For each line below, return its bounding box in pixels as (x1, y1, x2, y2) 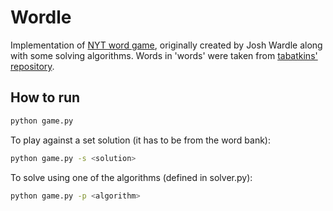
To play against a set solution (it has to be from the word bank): (10, 134, 271, 146)
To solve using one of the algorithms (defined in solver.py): (10, 171, 253, 183)
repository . (10, 60, 55, 72)
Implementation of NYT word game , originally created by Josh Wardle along (10, 39, 323, 51)
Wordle (10, 6, 72, 29)
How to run (10, 89, 81, 106)
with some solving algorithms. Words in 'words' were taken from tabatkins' (10, 49, 318, 61)
